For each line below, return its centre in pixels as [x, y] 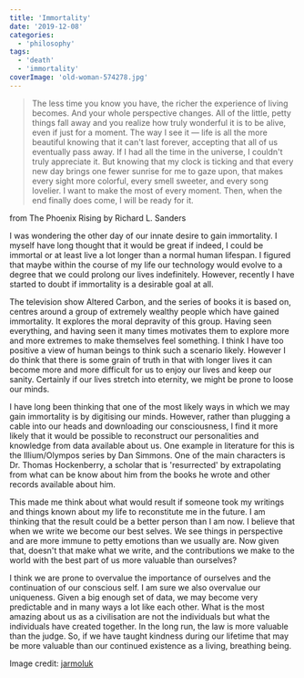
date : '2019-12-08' [46, 26]
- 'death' [36, 60]
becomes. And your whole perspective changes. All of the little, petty [161, 113]
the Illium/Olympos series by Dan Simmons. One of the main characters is [147, 455]
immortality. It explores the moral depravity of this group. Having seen [141, 321]
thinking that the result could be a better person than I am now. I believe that [152, 521]
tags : [20, 52]
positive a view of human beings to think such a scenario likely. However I [148, 350]
